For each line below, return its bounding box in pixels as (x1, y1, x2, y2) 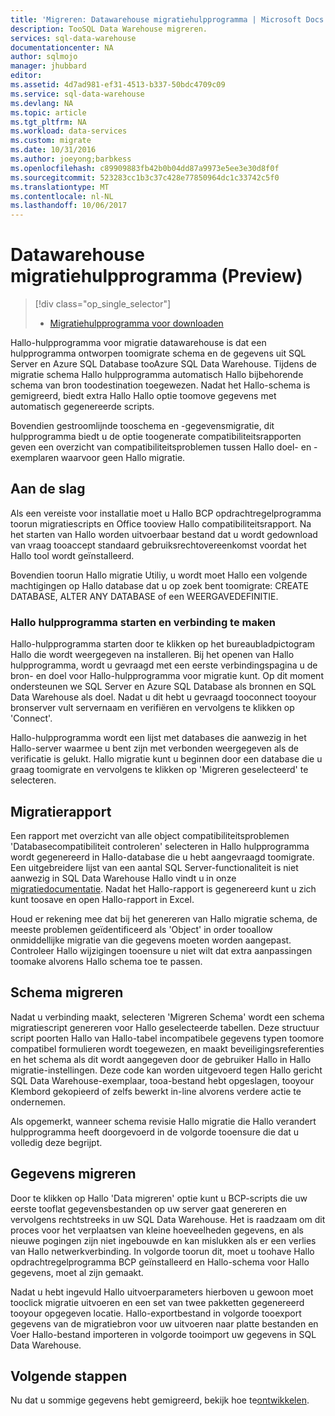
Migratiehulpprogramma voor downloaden (49, 317, 224, 330)
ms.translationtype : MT (10, 182, 110, 192)
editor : (10, 71, 43, 81)
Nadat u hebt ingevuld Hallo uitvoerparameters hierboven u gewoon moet (10, 1286, 314, 1298)
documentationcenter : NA (10, 42, 114, 53)
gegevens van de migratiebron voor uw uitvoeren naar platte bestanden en (10, 1317, 319, 1330)
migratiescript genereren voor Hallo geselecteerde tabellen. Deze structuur (10, 1021, 320, 1033)
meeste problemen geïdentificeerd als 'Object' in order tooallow (10, 923, 273, 935)
